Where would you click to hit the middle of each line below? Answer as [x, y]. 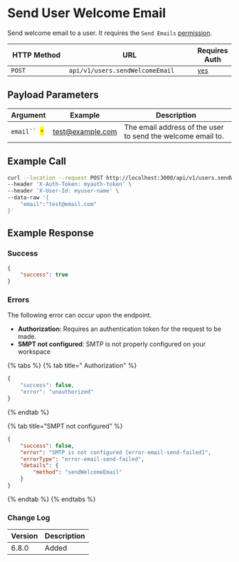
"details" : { [39, 466]
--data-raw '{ [28, 198]
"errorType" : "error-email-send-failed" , [82, 459]
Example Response [51, 233]
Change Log [29, 517]
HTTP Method [37, 55]
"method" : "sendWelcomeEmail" [78, 472]
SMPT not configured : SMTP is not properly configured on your [112, 344]
